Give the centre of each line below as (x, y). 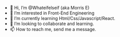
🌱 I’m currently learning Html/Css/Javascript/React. (62, 18)
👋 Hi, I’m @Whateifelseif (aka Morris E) (50, 8)
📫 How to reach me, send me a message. (53, 29)
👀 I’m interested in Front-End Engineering (52, 13)
